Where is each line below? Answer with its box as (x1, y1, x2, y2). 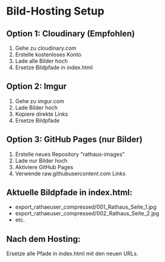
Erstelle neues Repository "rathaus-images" (15, 150, 126, 158)
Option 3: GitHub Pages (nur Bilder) (6, 135, 143, 145)
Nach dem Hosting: (6, 233, 81, 244)
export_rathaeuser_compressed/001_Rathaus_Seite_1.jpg (15, 203, 157, 210)
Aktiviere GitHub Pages (15, 163, 74, 170)
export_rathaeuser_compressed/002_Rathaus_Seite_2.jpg (15, 210, 160, 217)
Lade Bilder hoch (15, 104, 58, 111)
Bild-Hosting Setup (6, 4, 105, 18)
